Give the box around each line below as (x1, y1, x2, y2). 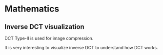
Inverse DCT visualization (4, 23, 85, 31)
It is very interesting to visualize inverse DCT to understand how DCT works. (4, 45, 158, 50)
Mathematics (4, 3, 60, 14)
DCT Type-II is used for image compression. (4, 35, 94, 41)
